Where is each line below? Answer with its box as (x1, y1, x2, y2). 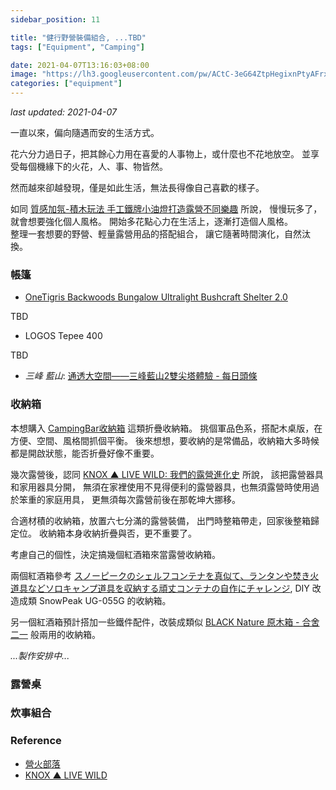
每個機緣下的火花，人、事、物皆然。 (18, 161, 168, 172)
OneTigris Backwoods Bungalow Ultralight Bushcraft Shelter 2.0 (24, 291, 288, 303)
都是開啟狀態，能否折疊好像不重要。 (10, 447, 160, 459)
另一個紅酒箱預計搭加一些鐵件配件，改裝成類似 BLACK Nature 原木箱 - (10, 616, 300, 628)
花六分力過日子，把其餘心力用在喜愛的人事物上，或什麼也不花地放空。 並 (10, 148, 311, 160)
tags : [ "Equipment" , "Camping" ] (10, 42, 145, 52)
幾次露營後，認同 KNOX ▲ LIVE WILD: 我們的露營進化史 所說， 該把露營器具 (10, 468, 324, 480)
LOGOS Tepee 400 (24, 330, 103, 342)
